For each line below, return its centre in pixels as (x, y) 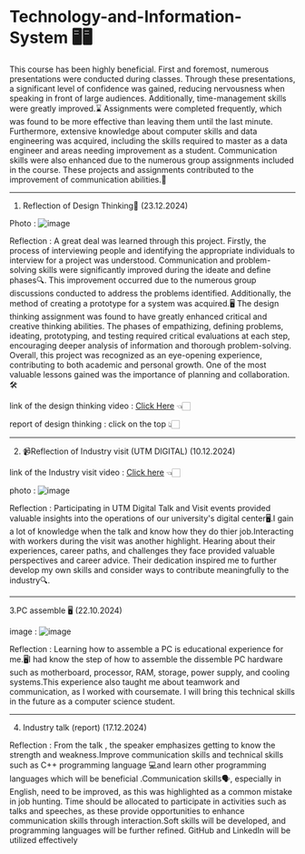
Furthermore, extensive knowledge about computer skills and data (133, 131)
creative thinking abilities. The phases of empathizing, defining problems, (147, 326)
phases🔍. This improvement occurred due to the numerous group (133, 280)
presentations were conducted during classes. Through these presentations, (152, 78)
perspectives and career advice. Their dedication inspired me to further (143, 560)
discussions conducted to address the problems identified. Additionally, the (151, 293)
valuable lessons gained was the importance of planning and (123, 374)
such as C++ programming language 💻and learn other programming (138, 765)
